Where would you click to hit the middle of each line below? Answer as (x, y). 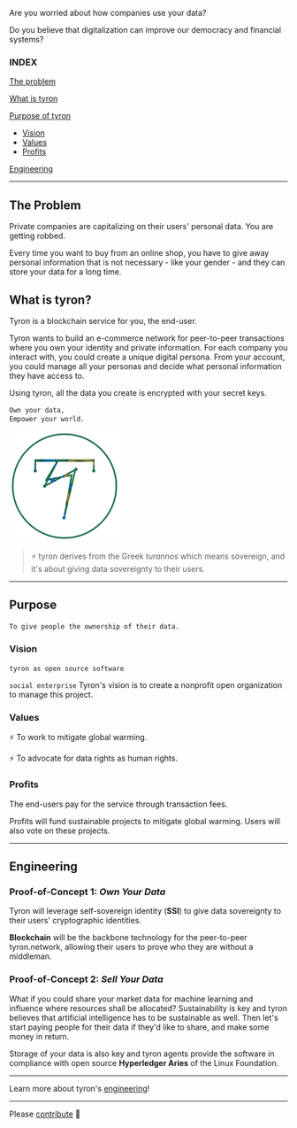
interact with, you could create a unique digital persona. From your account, (147, 357)
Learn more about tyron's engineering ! (80, 1088)
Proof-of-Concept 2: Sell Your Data (86, 979)
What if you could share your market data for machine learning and (131, 999)
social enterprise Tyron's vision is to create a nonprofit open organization (146, 685)
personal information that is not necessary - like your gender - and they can (147, 263)
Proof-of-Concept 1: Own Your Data (88, 892)
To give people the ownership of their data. (94, 626)
